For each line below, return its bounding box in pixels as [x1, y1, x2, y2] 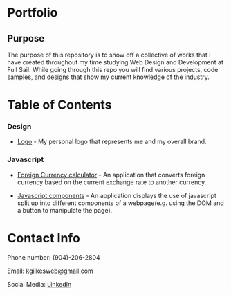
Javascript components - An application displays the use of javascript [17, 191, 216, 199]
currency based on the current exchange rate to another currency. [17, 178, 207, 186]
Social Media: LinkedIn [7, 280, 72, 288]
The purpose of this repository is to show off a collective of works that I [7, 51, 211, 59]
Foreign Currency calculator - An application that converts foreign [17, 170, 205, 179]
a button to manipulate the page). [17, 206, 113, 214]
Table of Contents [7, 97, 112, 113]
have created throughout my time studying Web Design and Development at [7, 58, 223, 66]
